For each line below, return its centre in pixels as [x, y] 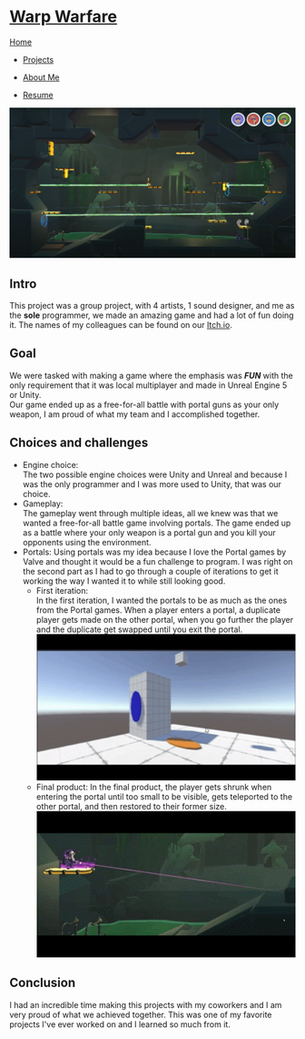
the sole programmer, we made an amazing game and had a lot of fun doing [152, 315]
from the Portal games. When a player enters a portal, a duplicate [158, 610]
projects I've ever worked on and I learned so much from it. [120, 1024]
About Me [41, 77]
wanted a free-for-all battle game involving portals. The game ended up [157, 523]
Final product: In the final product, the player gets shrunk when [154, 787]
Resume [38, 95]
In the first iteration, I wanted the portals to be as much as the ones [162, 600]
